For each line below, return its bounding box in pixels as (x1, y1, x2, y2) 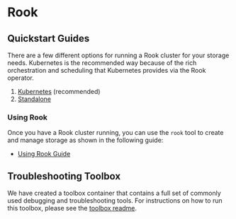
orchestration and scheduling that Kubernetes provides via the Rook (7, 66, 206, 74)
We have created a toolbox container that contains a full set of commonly (7, 189, 221, 198)
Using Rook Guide (17, 150, 71, 158)
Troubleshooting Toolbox (7, 170, 121, 182)
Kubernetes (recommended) (17, 88, 101, 95)
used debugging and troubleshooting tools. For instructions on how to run (7, 196, 223, 205)
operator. (7, 73, 34, 82)
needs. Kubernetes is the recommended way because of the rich (7, 59, 197, 67)
